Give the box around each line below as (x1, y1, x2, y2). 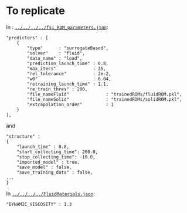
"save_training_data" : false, (16, 169, 93, 175)
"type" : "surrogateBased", (27, 45, 109, 51)
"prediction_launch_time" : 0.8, (27, 60, 109, 66)
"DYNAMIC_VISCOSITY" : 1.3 (6, 201, 72, 207)
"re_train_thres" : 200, (27, 86, 88, 92)
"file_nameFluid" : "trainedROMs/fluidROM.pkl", (27, 91, 182, 97)
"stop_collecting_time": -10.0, (16, 154, 96, 160)
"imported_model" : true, (16, 159, 80, 165)
